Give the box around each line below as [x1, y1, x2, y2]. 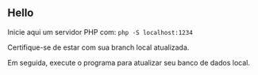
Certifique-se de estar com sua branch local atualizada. [7, 43, 190, 52]
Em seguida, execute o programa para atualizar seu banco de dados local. [7, 58, 251, 67]
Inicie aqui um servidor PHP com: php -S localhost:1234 [7, 27, 194, 36]
